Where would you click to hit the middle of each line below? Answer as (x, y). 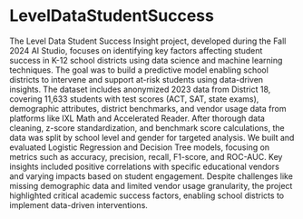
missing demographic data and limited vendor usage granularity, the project (151, 185)
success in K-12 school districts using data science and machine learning (146, 60)
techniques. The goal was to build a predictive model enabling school (139, 70)
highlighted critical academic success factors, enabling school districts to (147, 195)
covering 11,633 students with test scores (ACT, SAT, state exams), (134, 99)
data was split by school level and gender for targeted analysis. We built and (152, 137)
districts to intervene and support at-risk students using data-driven (137, 79)
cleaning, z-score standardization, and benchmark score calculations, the (147, 127)
